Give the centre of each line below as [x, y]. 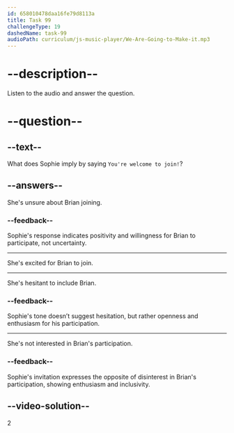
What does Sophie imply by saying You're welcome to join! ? [95, 164]
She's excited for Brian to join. [50, 263]
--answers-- [35, 186]
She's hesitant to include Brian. [52, 283]
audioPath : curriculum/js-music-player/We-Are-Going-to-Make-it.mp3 [109, 40]
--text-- [24, 147]
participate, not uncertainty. [47, 243]
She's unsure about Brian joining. [55, 202]
